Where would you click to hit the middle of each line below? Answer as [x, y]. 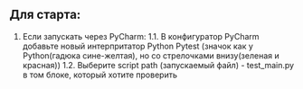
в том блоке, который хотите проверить [100, 75]
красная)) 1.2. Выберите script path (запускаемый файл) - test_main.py [158, 65]
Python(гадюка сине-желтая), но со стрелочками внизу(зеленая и [151, 55]
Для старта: [45, 15]
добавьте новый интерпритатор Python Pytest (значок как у [137, 46]
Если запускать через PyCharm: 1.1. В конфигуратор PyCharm [141, 36]
